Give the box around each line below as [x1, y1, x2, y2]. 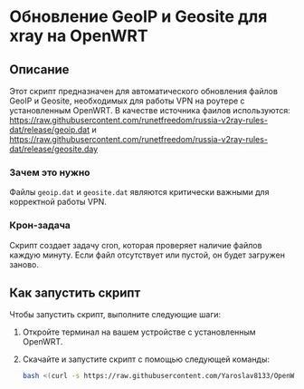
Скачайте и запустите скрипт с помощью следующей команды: [22, 354, 270, 365]
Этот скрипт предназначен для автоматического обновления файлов [9, 86, 279, 96]
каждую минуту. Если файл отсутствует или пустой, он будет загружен [9, 249, 285, 260]
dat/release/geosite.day [9, 143, 99, 154]
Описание [9, 62, 70, 77]
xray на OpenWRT [9, 25, 148, 46]
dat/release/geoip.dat [9, 124, 90, 135]
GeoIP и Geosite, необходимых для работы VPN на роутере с [9, 95, 246, 106]
